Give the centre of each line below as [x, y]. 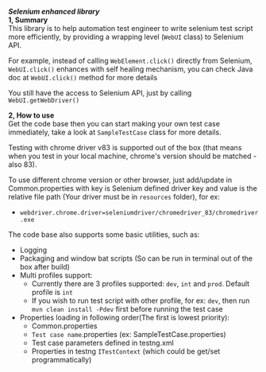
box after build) [44, 267]
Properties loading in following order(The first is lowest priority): [125, 318]
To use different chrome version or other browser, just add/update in [120, 180]
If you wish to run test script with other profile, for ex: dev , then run [141, 300]
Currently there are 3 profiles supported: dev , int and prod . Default [141, 284]
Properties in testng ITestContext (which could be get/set [126, 351]
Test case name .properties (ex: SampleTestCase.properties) [129, 334]
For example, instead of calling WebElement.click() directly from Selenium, [130, 60]
